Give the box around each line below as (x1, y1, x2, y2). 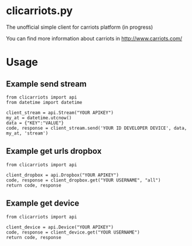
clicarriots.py (6, 4, 73, 18)
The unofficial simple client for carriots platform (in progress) (6, 23, 153, 31)
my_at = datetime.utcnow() (6, 114, 72, 121)
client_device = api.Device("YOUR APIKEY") (6, 224, 114, 230)
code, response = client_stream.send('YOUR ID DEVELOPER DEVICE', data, (6, 125, 187, 131)
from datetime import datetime (6, 99, 83, 105)
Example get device (6, 198, 80, 208)
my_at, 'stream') (6, 130, 49, 136)
